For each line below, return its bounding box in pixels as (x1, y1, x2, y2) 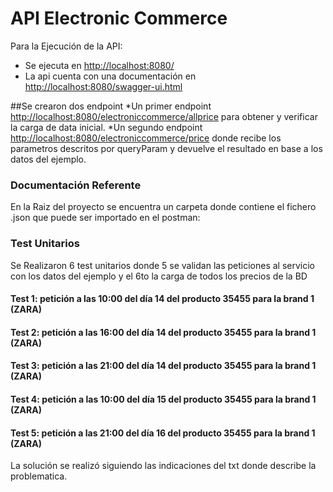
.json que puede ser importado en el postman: (10, 212, 201, 224)
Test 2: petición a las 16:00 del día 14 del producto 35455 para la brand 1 (10, 326, 317, 338)
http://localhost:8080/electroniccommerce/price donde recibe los (10, 132, 282, 144)
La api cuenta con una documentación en (24, 70, 197, 82)
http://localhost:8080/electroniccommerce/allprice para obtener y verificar (10, 110, 318, 122)
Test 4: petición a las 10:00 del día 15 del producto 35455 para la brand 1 (10, 393, 317, 405)
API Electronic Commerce (10, 7, 228, 30)
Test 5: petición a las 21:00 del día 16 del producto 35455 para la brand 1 (10, 427, 316, 439)
